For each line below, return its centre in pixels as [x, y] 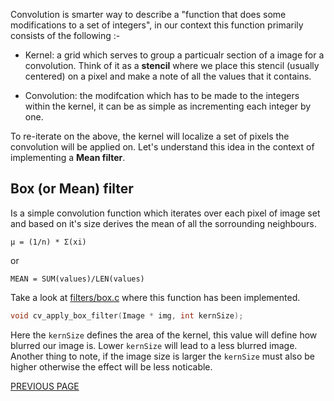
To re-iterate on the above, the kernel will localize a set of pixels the [150, 136]
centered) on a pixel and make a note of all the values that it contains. [168, 76]
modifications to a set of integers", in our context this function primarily [157, 25]
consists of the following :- [65, 35]
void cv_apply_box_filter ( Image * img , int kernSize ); [127, 315]
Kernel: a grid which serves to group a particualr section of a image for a [174, 55]
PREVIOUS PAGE [45, 386]
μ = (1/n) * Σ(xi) [48, 242]
